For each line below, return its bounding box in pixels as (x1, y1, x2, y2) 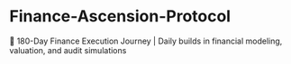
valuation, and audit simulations (9, 44, 127, 55)
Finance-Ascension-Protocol (9, 6, 232, 27)
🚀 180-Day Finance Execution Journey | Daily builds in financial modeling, (9, 36, 283, 46)
